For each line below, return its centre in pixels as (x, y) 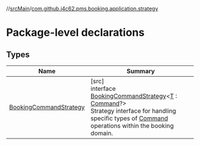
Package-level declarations (75, 33)
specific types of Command (129, 118)
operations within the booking (132, 126)
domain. (101, 133)
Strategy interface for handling (133, 111)
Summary (141, 71)
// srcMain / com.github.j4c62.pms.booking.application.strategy (82, 9)
